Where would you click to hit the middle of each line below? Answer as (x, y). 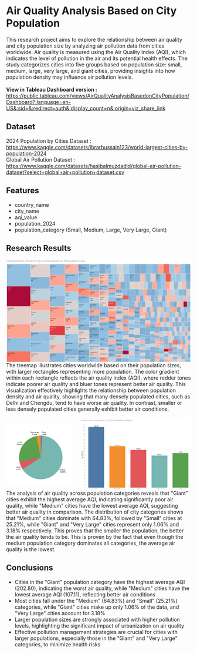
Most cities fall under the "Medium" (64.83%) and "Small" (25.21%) (96, 601)
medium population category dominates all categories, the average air (91, 543)
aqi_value (26, 217)
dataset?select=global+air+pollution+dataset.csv (65, 172)
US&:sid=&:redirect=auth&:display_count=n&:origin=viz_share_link (86, 108)
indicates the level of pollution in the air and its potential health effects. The (97, 58)
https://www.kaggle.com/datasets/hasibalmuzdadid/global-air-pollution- (94, 166)
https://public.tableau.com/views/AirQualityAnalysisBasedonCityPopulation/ (98, 96)
